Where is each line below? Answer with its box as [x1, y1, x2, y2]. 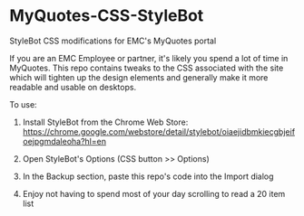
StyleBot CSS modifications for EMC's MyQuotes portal [9, 35, 217, 46]
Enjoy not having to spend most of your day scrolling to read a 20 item [22, 188, 286, 199]
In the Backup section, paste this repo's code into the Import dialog [22, 171, 274, 182]
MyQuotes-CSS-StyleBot [9, 5, 204, 26]
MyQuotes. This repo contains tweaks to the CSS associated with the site [9, 62, 284, 73]
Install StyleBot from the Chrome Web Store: [22, 117, 189, 127]
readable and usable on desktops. [9, 81, 137, 92]
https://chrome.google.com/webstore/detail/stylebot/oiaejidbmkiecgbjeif [22, 126, 296, 136]
